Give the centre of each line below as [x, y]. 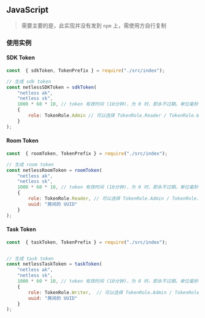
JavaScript [27, 10]
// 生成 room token [30, 164]
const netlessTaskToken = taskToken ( [54, 264]
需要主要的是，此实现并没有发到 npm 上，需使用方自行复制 [94, 25]
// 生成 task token [30, 258]
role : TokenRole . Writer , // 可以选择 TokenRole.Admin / [100, 292]
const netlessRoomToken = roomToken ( [54, 170]
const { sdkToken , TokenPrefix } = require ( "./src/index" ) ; [86, 70]
